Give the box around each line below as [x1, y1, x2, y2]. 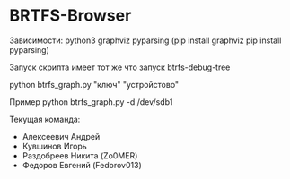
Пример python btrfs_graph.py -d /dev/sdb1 [9, 96, 173, 107]
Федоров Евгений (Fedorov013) [22, 159, 142, 170]
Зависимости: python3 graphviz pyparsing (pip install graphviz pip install [9, 35, 282, 46]
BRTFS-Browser [9, 5, 132, 26]
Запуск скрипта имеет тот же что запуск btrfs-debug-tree [9, 62, 231, 72]
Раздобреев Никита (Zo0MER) [22, 149, 138, 161]
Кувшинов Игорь [22, 141, 87, 151]
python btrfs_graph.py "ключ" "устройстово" [9, 79, 180, 89]
